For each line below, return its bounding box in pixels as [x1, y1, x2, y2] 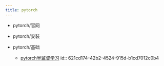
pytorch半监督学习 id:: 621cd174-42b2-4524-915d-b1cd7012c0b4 [20, 55, 159, 61]
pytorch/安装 [12, 33, 40, 39]
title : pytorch [5, 7, 38, 13]
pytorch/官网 [12, 22, 40, 28]
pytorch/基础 [12, 44, 40, 50]
